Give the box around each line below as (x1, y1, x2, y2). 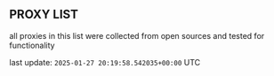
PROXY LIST (9, 7, 78, 22)
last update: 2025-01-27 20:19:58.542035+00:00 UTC (9, 57, 201, 67)
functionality (9, 40, 55, 50)
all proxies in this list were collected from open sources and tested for (9, 30, 265, 41)
